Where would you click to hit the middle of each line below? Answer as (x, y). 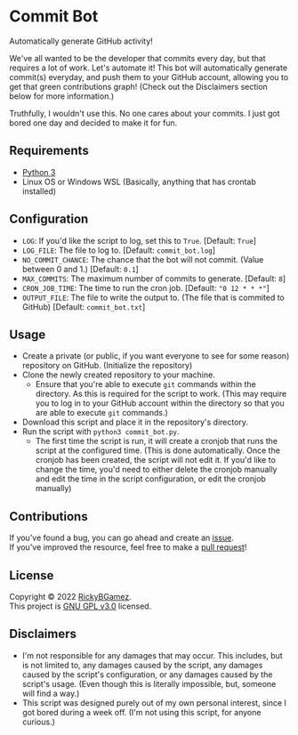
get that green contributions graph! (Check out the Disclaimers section (139, 86)
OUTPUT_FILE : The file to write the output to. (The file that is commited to (153, 297)
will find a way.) (51, 693)
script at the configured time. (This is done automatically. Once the (157, 450)
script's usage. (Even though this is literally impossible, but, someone (149, 683)
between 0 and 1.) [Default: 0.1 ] (81, 269)
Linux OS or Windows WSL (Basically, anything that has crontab (139, 182)
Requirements (49, 151)
